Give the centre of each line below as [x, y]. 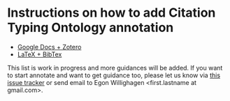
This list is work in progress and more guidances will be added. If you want [115, 68]
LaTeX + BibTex [39, 54]
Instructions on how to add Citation [112, 13]
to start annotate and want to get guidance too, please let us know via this [114, 75]
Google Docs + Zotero [49, 47]
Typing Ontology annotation [91, 28]
